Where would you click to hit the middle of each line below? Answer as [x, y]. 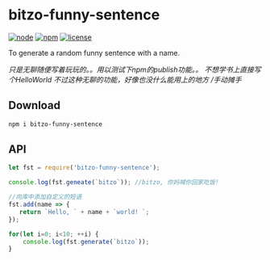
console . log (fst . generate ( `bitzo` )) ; [86, 241]
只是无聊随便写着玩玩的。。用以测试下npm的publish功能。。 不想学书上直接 [131, 69]
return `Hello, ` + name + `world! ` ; [84, 212]
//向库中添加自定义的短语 [45, 197]
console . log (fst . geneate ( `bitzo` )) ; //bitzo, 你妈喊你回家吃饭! [114, 182]
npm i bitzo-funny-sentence [56, 124]
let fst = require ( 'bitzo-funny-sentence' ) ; [84, 168]
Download [34, 105]
